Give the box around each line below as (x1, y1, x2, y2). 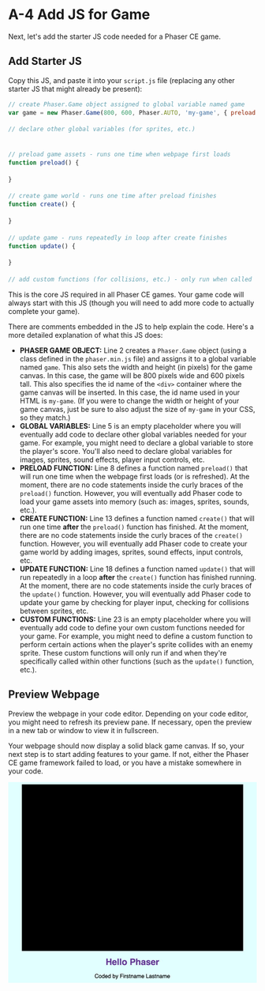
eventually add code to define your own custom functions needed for (19, 623, 245, 632)
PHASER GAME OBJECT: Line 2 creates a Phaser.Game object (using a (19, 346, 247, 355)
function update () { (8, 242, 77, 250)
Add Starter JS (8, 55, 82, 68)
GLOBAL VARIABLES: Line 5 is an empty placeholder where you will (19, 422, 241, 430)
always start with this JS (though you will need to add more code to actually (8, 298, 255, 308)
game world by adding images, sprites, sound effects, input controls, (19, 547, 244, 557)
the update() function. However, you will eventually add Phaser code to (19, 589, 251, 599)
